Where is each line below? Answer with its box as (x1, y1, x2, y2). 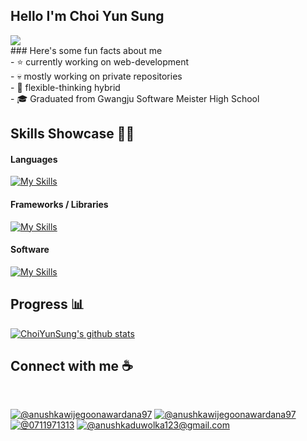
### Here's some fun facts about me (10, 44, 163, 56)
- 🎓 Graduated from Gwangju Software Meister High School (10, 92, 260, 104)
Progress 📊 (10, 296, 85, 313)
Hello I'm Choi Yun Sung (10, 8, 165, 25)
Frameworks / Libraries (10, 199, 109, 210)
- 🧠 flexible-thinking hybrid (10, 81, 121, 93)
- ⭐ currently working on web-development (10, 55, 190, 68)
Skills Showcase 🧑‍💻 (10, 125, 135, 143)
